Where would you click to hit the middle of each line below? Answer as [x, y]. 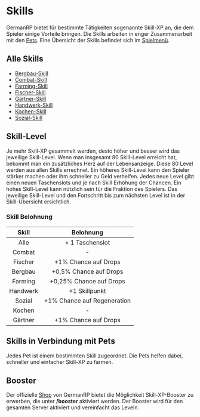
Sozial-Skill [29, 118]
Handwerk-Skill [34, 105]
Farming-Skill [31, 86]
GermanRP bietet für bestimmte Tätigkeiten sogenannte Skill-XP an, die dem [100, 27]
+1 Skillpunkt [87, 291]
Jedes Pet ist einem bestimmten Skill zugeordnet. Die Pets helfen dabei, [95, 356]
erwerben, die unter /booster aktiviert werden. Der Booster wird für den [95, 401]
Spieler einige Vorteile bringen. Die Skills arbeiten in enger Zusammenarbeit [99, 33]
